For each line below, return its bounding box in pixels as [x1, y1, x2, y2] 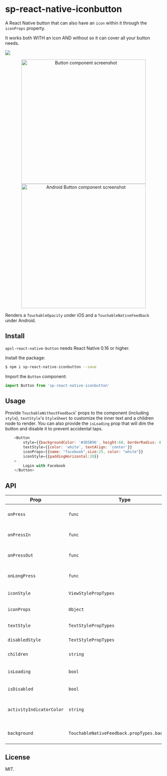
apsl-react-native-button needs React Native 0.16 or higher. [5, 345, 130, 351]
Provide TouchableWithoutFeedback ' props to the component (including [5, 410, 149, 416]
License [5, 753, 30, 762]
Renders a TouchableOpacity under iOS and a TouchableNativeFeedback [5, 312, 150, 318]
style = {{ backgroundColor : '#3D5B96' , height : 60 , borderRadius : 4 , [23, 440, 164, 445]
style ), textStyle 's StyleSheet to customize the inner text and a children [5, 415, 154, 421]
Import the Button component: [5, 373, 67, 379]
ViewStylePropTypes [69, 590, 115, 596]
